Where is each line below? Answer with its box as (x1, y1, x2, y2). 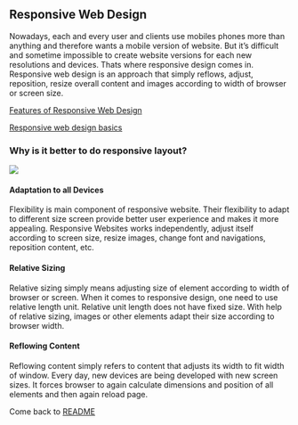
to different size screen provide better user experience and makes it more (9, 214, 279, 225)
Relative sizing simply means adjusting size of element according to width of (9, 282, 290, 293)
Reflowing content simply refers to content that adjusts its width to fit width (9, 360, 285, 371)
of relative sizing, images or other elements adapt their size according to (9, 311, 275, 322)
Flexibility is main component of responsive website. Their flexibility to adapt (9, 204, 290, 215)
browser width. (9, 320, 65, 331)
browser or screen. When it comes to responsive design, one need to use (9, 291, 278, 302)
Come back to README (9, 405, 96, 417)
